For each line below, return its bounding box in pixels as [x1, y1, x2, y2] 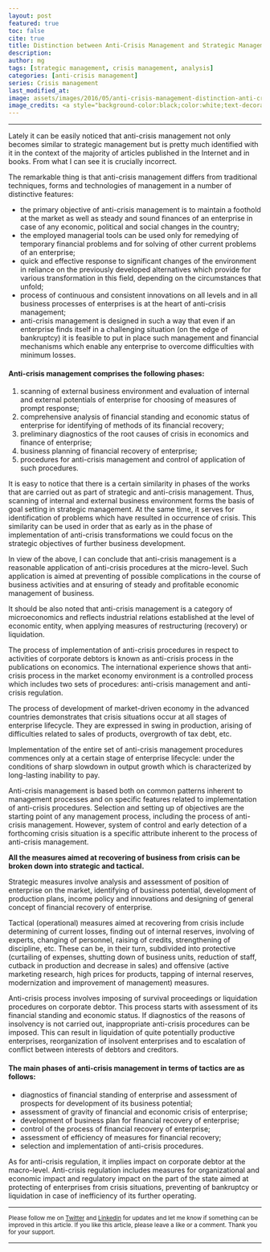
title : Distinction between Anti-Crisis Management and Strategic [8, 42, 235, 50]
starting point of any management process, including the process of [8, 811, 234, 821]
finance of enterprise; [19, 437, 92, 447]
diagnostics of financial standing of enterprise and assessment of [19, 1090, 238, 1099]
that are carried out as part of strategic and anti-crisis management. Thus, [8, 487, 255, 497]
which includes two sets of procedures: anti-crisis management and [8, 679, 234, 689]
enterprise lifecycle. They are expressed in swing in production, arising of [8, 720, 252, 730]
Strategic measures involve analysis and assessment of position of [8, 877, 229, 887]
